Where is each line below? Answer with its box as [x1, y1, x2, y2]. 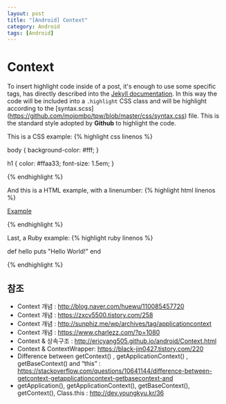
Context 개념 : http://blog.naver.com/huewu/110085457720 [17, 302, 185, 310]
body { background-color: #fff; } [7, 146, 99, 155]
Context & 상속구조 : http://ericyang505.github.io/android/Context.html [17, 337, 217, 345]
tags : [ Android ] [7, 29, 54, 37]
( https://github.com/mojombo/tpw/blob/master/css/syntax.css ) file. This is [7, 112, 220, 120]
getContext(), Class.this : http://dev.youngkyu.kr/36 [17, 389, 164, 397]
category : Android [7, 23, 60, 30]
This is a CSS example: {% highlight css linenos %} [7, 132, 153, 141]
